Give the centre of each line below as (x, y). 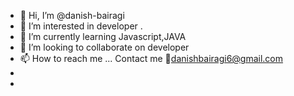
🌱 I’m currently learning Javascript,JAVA (103, 36)
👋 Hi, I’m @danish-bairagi (72, 15)
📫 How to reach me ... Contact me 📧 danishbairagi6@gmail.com (151, 58)
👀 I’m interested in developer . (81, 26)
